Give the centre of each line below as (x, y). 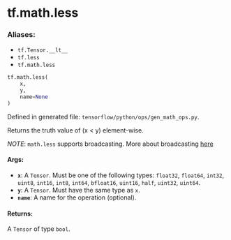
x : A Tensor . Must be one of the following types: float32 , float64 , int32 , (121, 175)
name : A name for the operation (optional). (77, 197)
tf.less (28, 58)
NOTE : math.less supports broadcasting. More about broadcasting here (111, 144)
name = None (34, 97)
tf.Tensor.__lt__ (43, 50)
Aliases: (22, 35)
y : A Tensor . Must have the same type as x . (79, 190)
